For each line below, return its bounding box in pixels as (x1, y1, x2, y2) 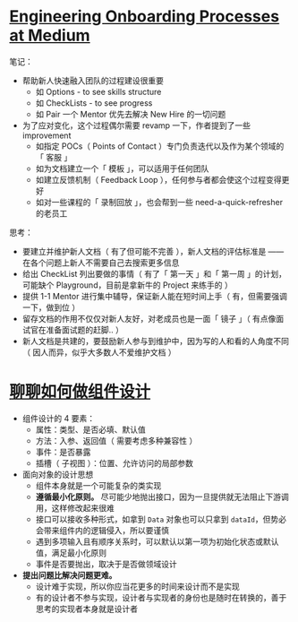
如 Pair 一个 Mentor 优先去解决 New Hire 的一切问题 (35, 108, 226, 119)
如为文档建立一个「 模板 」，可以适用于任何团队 (35, 163, 209, 174)
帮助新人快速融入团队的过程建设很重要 (21, 74, 164, 86)
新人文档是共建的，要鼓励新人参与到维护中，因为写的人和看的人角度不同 (21, 335, 289, 346)
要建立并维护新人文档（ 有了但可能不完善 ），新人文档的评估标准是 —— (21, 246, 285, 256)
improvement (21, 130, 72, 141)
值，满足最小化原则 (35, 547, 107, 557)
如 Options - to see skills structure (35, 86, 162, 97)
